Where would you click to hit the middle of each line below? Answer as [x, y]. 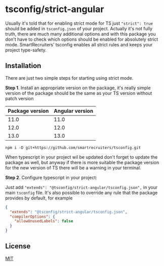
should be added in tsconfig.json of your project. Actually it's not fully [79, 28]
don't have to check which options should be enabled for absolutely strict [82, 39]
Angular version [73, 111]
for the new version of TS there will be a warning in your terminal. [73, 168]
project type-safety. [26, 50]
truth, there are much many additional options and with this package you [80, 34]
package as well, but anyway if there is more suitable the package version [82, 162]
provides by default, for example [39, 198]
